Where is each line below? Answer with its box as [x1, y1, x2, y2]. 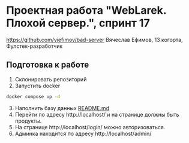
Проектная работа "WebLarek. [6, 4, 167, 17]
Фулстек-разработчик [6, 42, 63, 50]
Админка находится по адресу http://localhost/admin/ [14, 130, 152, 137]
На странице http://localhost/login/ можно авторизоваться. [14, 123, 166, 130]
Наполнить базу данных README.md [14, 104, 110, 111]
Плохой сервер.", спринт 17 [6, 16, 150, 30]
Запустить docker [14, 82, 61, 89]
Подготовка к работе [6, 60, 89, 70]
